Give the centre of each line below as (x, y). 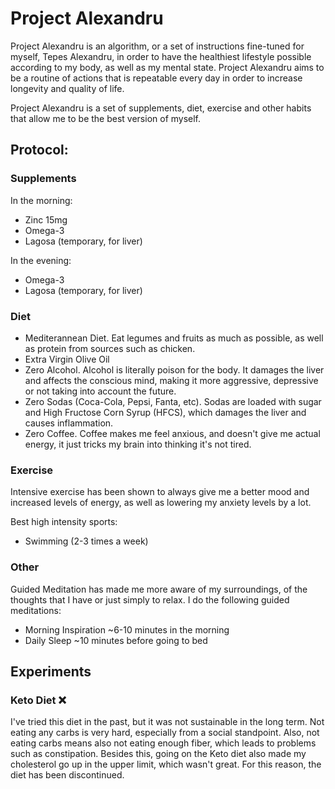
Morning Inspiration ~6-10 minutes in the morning (127, 629)
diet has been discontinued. (67, 775)
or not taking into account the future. (100, 391)
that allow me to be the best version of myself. (106, 118)
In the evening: (41, 260)
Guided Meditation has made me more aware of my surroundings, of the (159, 589)
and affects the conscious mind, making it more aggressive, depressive (171, 380)
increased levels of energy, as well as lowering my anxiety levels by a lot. (161, 503)
